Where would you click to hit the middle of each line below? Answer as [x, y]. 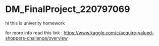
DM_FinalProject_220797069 [68, 9]
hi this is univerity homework [35, 23]
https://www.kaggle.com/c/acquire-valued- [109, 32]
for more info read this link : [34, 32]
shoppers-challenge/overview [37, 38]
